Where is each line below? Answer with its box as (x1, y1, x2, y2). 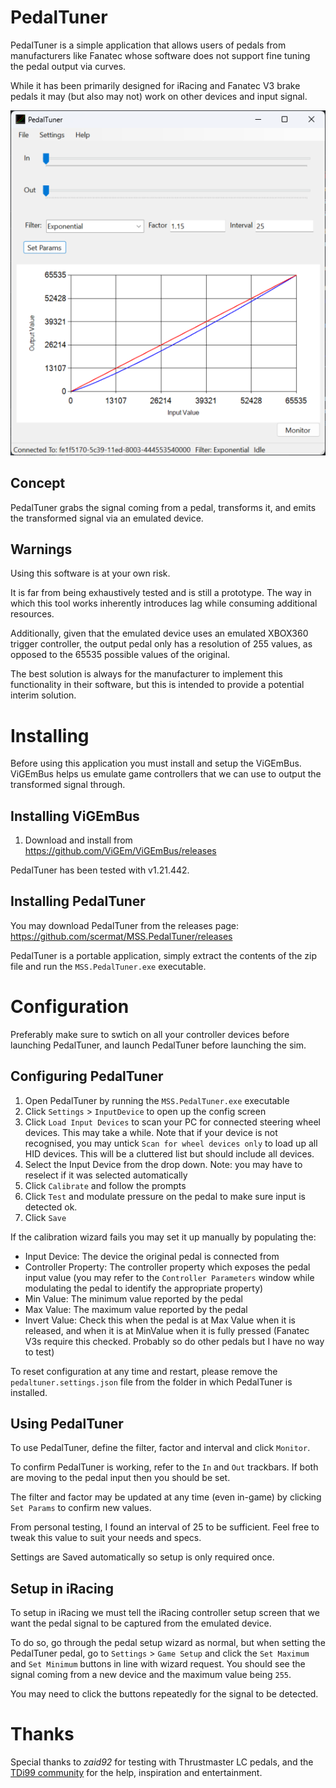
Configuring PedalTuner (10, 1068, 164, 1085)
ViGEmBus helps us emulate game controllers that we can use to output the (10, 768, 322, 780)
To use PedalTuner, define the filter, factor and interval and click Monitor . (10, 1442, 311, 1454)
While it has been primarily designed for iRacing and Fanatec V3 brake (10, 79, 301, 91)
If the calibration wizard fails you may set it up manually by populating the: (10, 1231, 317, 1243)
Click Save (24, 1211, 67, 1223)
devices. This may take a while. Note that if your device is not (24, 1126, 278, 1138)
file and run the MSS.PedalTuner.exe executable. (10, 960, 207, 972)
